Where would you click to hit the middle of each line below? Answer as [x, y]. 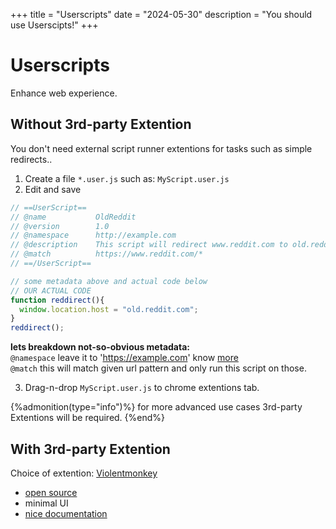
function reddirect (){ [57, 300]
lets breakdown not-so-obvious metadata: [100, 347]
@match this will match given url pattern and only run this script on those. [158, 368]
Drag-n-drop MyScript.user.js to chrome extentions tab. [142, 388]
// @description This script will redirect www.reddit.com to [149, 245]
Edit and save [53, 189]
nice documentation [66, 513]
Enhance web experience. [64, 93]
